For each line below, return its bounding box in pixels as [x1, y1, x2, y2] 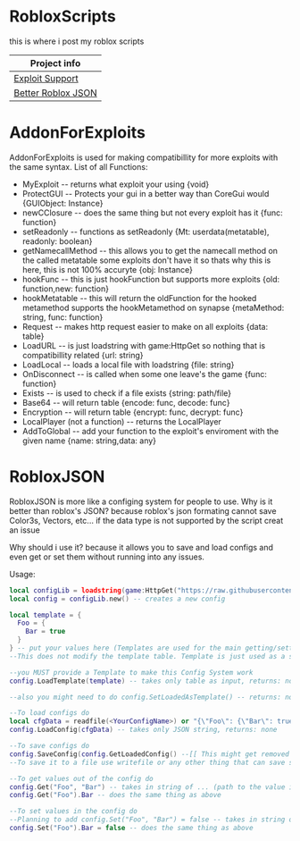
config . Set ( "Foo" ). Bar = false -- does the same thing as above [9, 824, 254, 833]
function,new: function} [21, 283, 110, 294]
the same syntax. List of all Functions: [9, 161, 148, 172]
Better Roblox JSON [13, 87, 98, 99]
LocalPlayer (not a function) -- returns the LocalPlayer [21, 416, 221, 426]
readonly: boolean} [21, 235, 93, 247]
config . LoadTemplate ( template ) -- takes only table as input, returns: [9, 677, 281, 685]
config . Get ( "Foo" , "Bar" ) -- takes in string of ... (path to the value [9, 782, 286, 792]
